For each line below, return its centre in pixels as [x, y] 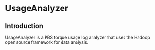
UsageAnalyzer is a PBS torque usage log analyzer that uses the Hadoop [77, 37]
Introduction [24, 26]
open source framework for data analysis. [47, 42]
